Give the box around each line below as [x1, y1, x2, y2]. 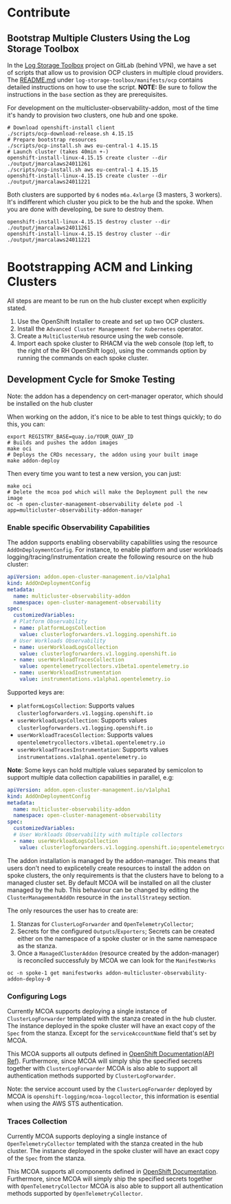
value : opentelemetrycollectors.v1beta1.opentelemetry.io [19, 663, 189, 670]
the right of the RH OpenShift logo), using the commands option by [16, 346, 207, 355]
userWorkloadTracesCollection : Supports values [16, 730, 153, 738]
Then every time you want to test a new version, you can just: [7, 469, 181, 477]
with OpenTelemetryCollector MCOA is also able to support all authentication [7, 1182, 223, 1190]
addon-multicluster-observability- [105, 970, 208, 976]
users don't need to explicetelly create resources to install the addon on [7, 864, 211, 872]
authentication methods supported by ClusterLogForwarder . [7, 1071, 176, 1080]
